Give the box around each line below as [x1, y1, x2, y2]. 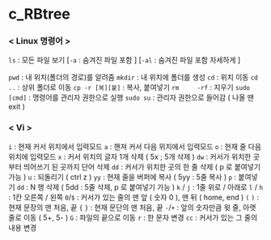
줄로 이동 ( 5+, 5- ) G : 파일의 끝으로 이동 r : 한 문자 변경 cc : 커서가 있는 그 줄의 [8, 212, 258, 222]
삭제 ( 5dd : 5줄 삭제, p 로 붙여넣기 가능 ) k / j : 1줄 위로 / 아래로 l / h [45, 182, 264, 191]
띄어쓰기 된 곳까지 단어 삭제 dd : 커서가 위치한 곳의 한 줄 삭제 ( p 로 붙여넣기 [23, 161, 261, 171]
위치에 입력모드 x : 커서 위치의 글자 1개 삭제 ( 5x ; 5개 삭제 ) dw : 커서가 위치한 [8, 152, 252, 161]
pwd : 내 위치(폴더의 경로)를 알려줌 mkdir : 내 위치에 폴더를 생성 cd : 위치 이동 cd [8, 72, 259, 82]
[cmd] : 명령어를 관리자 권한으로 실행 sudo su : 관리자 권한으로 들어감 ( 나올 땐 [8, 92, 255, 102]
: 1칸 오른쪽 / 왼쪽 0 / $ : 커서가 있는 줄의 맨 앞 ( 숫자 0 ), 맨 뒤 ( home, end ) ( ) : [8, 192, 260, 202]
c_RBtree [8, 5, 70, 24]
